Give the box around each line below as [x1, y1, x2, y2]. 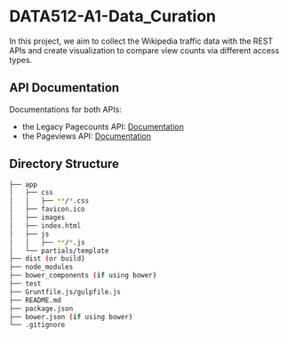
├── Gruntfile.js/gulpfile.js [9, 287, 122, 296]
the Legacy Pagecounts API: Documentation [21, 121, 185, 132]
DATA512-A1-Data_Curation [9, 6, 216, 27]
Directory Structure [9, 157, 120, 172]
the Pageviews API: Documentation [21, 131, 151, 141]
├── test [9, 279, 42, 288]
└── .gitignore [9, 320, 66, 330]
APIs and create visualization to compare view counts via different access [9, 44, 280, 55]
